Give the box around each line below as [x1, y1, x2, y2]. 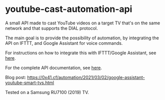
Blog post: [5, 74, 26, 80]
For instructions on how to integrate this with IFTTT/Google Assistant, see [5, 50, 157, 56]
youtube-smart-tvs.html [5, 80, 54, 86]
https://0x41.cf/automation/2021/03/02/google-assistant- [27, 74, 145, 80]
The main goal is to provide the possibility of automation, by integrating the [5, 35, 160, 41]
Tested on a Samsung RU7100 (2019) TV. [5, 89, 89, 95]
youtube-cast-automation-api [5, 3, 133, 15]
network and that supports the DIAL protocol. [5, 25, 98, 31]
